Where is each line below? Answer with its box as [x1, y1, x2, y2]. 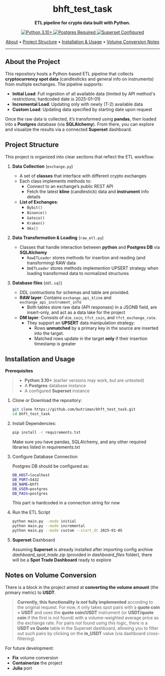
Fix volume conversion [12, 654, 58, 660]
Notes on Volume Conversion [5, 571, 97, 580]
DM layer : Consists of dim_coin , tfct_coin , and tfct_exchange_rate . [19, 314, 157, 320]
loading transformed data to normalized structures [27, 270, 129, 276]
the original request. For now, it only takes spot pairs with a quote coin [17, 604, 160, 610]
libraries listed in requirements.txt [12, 444, 80, 450]
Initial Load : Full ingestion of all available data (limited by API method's [12, 91, 156, 96]
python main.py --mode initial [12, 519, 77, 524]
